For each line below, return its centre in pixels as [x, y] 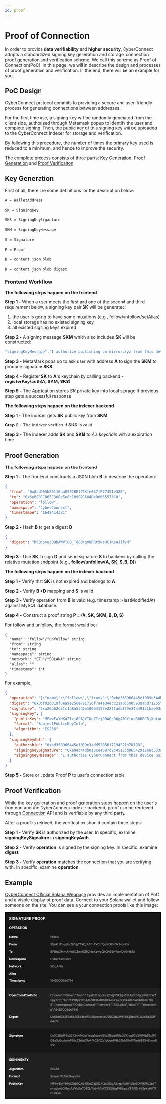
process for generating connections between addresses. [63, 108]
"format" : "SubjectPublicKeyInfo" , [51, 724]
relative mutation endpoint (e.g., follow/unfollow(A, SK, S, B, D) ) [71, 562]
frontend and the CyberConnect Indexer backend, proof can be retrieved [79, 807]
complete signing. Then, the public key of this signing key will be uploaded [81, 128]
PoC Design [23, 91]
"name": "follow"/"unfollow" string [47, 639]
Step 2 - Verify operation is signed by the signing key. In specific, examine [81, 847]
